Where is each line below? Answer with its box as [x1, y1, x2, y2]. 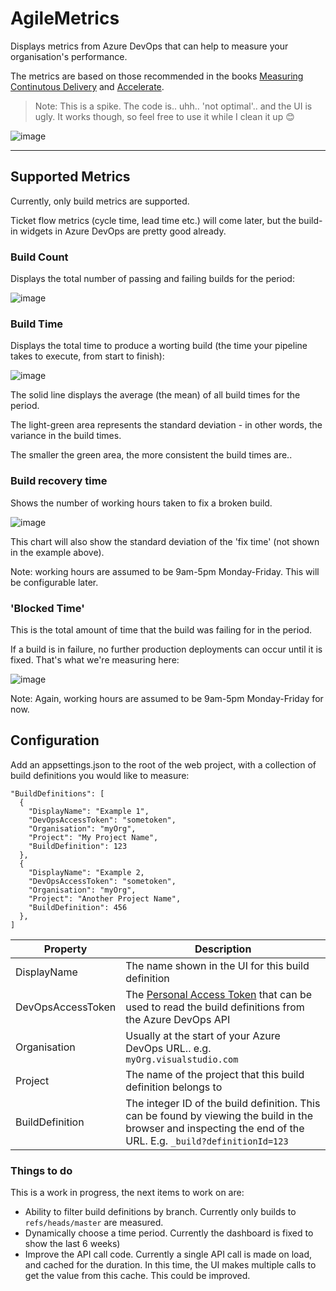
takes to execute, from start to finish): [10, 350, 165, 362]
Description [194, 942, 252, 956]
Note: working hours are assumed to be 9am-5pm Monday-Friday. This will [10, 565, 320, 577]
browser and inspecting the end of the [125, 1121, 305, 1135]
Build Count [10, 250, 69, 264]
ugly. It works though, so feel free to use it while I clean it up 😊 [34, 110, 295, 122]
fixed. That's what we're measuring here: [10, 653, 180, 666]
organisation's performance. [10, 50, 128, 62]
